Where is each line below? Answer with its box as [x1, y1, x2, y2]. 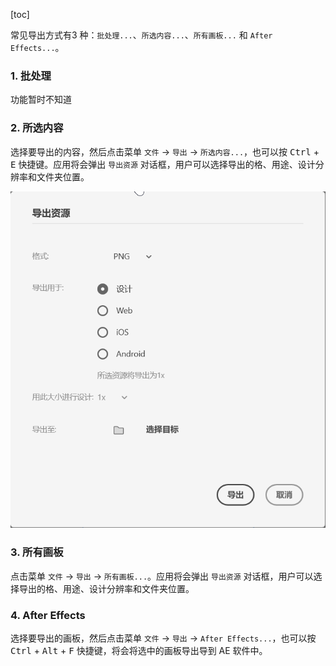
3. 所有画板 [10, 545, 64, 559]
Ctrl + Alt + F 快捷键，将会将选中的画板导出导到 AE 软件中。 [10, 644, 268, 656]
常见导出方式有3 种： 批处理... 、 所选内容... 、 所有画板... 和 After [10, 29, 273, 41]
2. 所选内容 [10, 121, 64, 135]
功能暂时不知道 [10, 94, 72, 106]
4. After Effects [10, 608, 86, 622]
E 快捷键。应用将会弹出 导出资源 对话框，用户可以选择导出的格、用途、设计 [10, 158, 316, 170]
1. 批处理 [10, 69, 52, 83]
